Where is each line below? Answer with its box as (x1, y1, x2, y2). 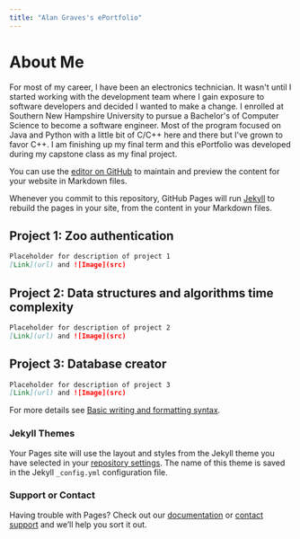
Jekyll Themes (9, 428, 75, 440)
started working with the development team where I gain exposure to (9, 91, 265, 102)
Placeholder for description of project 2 (9, 323, 171, 332)
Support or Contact (9, 489, 96, 501)
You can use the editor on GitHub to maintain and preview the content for (9, 165, 280, 176)
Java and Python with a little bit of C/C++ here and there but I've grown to (9, 129, 283, 140)
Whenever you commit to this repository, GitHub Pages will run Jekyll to (9, 192, 276, 203)
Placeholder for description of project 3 (9, 380, 171, 389)
